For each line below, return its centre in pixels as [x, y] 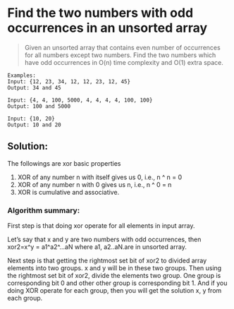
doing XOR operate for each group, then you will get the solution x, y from [115, 291]
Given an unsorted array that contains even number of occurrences [122, 47]
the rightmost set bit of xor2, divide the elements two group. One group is [114, 276]
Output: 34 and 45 [34, 87]
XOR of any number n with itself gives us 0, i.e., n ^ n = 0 [99, 177]
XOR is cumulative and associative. [68, 192]
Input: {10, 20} [31, 119]
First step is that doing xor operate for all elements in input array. [101, 226]
